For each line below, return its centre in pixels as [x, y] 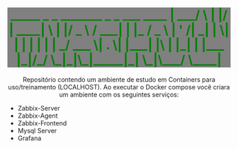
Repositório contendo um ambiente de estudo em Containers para [119, 79]
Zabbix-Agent [38, 116]
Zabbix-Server [39, 108]
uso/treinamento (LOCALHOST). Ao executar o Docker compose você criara [119, 87]
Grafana [29, 138]
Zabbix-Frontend [42, 123]
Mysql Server [37, 130]
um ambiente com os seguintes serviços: [119, 94]
